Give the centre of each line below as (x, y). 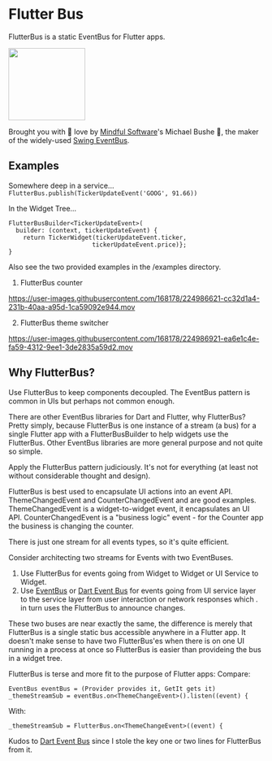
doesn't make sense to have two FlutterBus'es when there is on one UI (127, 641)
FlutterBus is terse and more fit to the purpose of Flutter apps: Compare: (130, 674)
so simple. (26, 451)
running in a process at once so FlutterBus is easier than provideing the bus (135, 649)
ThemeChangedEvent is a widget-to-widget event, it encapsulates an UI (129, 508)
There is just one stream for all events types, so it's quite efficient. (119, 541)
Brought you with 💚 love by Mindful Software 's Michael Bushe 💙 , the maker (134, 132)
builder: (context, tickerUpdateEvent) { (87, 230)
